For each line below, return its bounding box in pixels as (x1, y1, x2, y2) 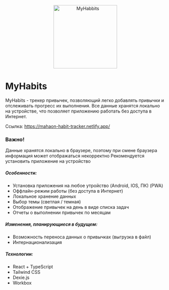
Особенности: (5, 170, 37, 176)
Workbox (12, 280, 32, 286)
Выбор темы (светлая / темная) (12, 199, 81, 205)
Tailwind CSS (12, 269, 41, 275)
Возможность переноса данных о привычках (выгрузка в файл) (12, 234, 151, 240)
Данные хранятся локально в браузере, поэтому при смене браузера (5, 148, 157, 154)
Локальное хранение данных (12, 193, 76, 200)
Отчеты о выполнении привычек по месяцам (12, 209, 111, 215)
